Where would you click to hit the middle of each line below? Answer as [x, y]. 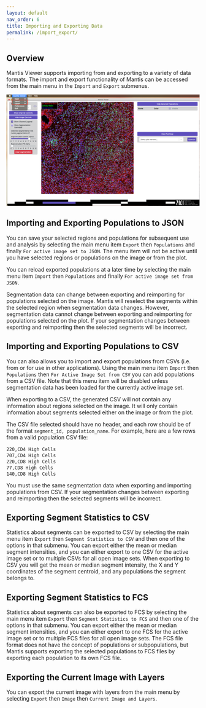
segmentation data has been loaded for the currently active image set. [95, 387]
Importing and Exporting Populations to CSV [93, 346]
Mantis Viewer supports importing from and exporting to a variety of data [99, 73]
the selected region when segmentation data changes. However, [88, 307]
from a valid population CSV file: [47, 437]
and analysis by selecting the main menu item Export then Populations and [101, 244]
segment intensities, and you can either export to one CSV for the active [97, 552]
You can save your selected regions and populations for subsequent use [98, 238]
